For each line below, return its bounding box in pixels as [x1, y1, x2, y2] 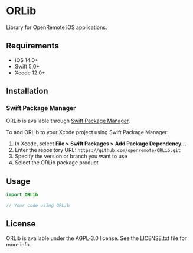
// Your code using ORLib [6, 203, 70, 209]
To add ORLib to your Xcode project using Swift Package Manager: [6, 129, 169, 136]
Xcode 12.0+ [14, 69, 46, 76]
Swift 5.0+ [14, 63, 40, 70]
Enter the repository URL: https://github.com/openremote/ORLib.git [14, 147, 181, 154]
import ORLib [6, 192, 38, 198]
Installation [6, 86, 48, 96]
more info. [6, 241, 31, 248]
